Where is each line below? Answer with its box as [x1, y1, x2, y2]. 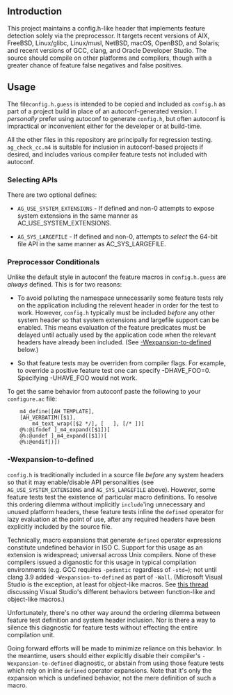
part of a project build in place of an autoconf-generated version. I [7, 107, 197, 115]
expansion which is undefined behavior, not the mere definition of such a [7, 673, 216, 682]
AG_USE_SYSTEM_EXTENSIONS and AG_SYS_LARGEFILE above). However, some [7, 485, 216, 493]
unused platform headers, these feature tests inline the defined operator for [7, 507, 224, 516]
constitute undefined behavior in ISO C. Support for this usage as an [7, 543, 203, 552]
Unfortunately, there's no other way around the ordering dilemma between [7, 608, 220, 616]
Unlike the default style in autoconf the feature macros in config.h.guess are [7, 273, 227, 281]
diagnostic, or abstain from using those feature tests [74, 659, 225, 667]
